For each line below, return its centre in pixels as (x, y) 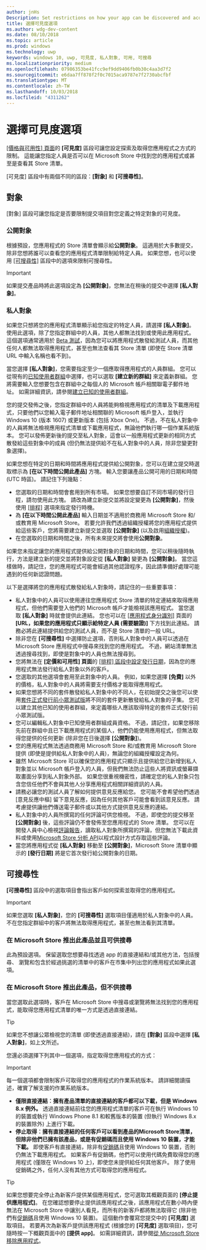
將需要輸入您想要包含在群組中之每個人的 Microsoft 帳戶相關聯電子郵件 (95, 384)
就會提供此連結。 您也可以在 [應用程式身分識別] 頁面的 (124, 615)
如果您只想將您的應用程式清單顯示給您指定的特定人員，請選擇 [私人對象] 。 (101, 325)
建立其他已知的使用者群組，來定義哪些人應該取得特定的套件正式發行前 (109, 707)
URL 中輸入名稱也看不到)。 (40, 356)
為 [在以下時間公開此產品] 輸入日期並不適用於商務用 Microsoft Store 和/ (105, 515)
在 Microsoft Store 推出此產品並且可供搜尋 (69, 940)
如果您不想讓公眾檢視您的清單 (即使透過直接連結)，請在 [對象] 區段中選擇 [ (100, 1034)
